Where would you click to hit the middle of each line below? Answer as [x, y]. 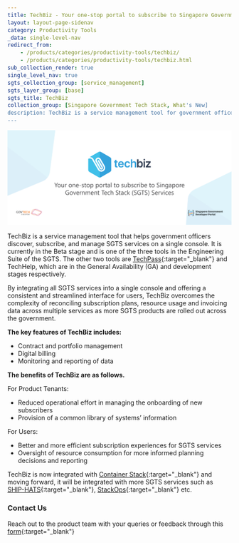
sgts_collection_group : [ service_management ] [76, 83]
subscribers [35, 410]
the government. [32, 318]
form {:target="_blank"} [41, 531]
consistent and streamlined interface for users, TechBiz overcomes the [111, 295]
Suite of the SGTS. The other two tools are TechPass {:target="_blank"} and [117, 259]
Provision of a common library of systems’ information [97, 418]
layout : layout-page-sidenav [51, 22]
